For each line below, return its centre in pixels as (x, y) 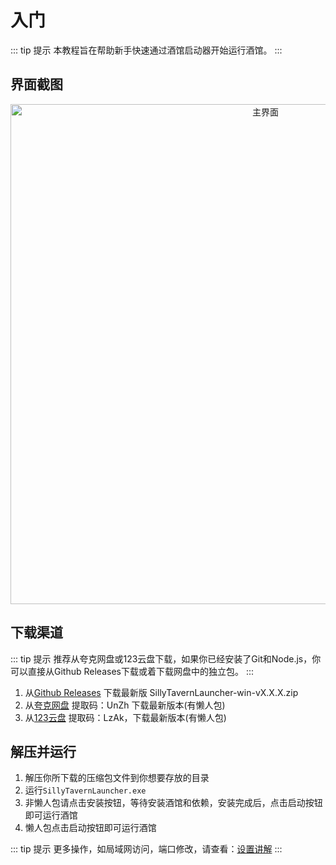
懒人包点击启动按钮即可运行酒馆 (90, 828)
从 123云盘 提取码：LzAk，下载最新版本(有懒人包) (125, 717)
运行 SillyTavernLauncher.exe (85, 790)
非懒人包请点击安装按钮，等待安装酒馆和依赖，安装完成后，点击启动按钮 (173, 803)
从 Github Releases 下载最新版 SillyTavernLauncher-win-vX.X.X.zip (161, 692)
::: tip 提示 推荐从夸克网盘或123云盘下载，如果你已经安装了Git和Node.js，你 (166, 658)
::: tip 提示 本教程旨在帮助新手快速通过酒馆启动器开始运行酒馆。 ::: (146, 50)
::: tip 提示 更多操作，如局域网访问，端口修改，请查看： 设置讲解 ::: (146, 849)
